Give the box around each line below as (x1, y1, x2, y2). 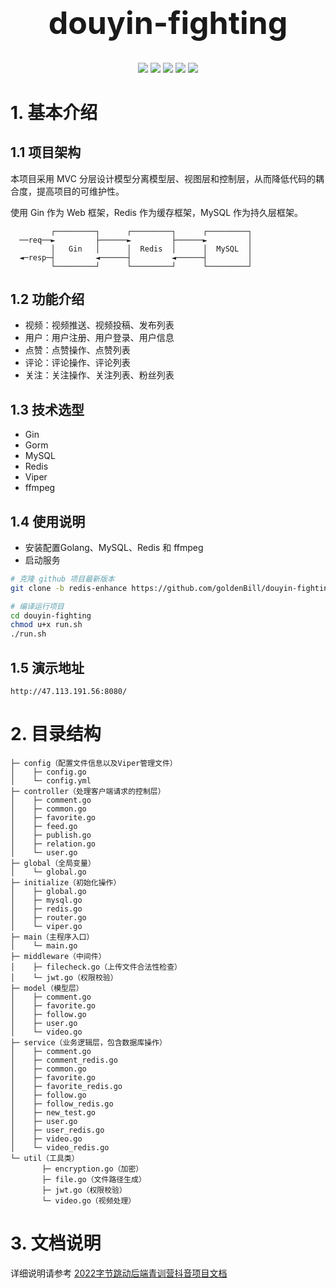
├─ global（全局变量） (10, 858, 96, 868)
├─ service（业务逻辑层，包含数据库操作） (10, 1037, 167, 1048)
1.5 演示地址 (10, 659, 85, 676)
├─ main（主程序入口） (10, 932, 95, 942)
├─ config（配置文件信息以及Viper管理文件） (10, 758, 178, 768)
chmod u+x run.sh (10, 620, 83, 630)
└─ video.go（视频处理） (41, 1195, 137, 1206)
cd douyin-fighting (10, 610, 92, 621)
